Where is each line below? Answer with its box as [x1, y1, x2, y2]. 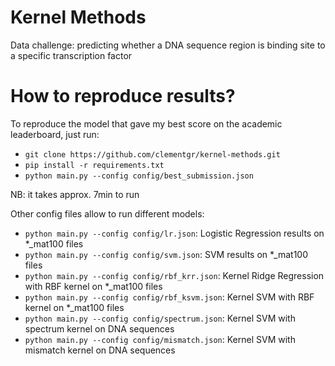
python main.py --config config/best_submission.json [24, 171, 254, 181]
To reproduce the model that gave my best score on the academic [10, 117, 283, 130]
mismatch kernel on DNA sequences [24, 344, 176, 356]
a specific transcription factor [10, 49, 133, 61]
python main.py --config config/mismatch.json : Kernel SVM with [24, 333, 296, 345]
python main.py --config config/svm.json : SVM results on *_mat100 [24, 248, 309, 260]
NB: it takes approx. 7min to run [10, 188, 140, 200]
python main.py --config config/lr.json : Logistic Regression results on [24, 227, 325, 239]
